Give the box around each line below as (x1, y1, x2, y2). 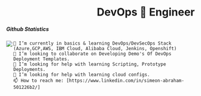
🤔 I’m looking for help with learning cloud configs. (13, 72, 151, 78)
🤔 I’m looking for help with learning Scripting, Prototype (13, 61, 166, 67)
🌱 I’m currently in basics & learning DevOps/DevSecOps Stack (13, 41, 172, 47)
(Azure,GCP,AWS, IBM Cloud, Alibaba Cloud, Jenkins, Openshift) (13, 46, 177, 52)
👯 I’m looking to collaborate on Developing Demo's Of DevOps (13, 51, 172, 57)
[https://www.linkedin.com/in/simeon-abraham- (66, 78, 184, 84)
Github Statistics (6, 25, 49, 32)
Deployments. (13, 67, 46, 73)
